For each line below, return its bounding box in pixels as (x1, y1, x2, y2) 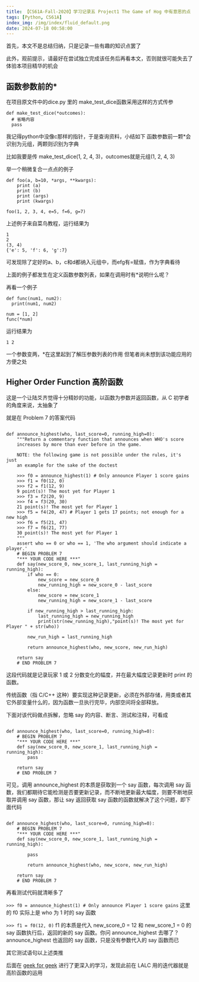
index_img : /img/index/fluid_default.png (6, 20, 110, 26)
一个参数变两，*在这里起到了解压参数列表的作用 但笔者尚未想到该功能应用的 (6, 351, 192, 358)
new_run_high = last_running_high (27, 634, 113, 640)
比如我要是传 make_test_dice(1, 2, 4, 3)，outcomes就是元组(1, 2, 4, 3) (6, 153, 175, 160)
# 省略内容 (11, 117, 35, 122)
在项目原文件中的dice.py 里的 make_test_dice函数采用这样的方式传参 (6, 99, 174, 106)
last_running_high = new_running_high (37, 613, 134, 619)
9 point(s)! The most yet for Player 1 (17, 488, 115, 494)
